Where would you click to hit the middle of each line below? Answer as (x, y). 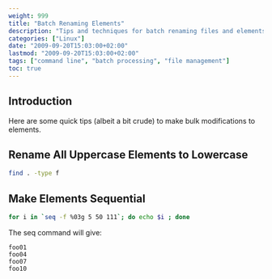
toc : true (25, 69)
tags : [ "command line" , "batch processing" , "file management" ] (119, 61)
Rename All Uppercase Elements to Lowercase (128, 154)
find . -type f (34, 173)
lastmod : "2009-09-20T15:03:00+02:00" (74, 53)
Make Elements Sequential (77, 199)
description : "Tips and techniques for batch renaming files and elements (137, 31)
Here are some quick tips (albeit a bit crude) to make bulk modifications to (132, 120)
